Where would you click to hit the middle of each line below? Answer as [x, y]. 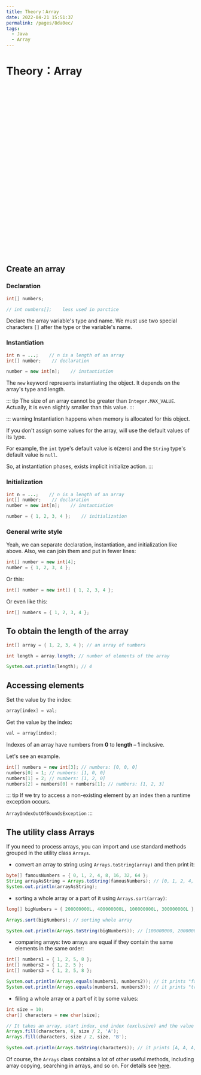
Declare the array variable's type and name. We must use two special [92, 321]
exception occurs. [28, 802]
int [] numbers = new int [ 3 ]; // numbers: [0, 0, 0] [72, 767]
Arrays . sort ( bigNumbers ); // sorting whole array [69, 920]
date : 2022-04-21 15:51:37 [40, 17]
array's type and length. [36, 389]
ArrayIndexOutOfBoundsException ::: [49, 813]
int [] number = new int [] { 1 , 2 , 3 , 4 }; [60, 590]
